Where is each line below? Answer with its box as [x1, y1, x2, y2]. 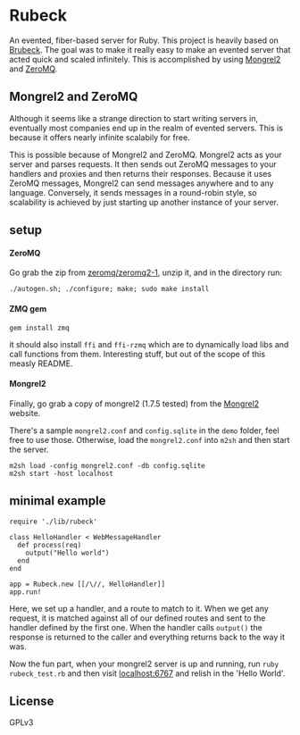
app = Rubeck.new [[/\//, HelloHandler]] [9, 580, 166, 589]
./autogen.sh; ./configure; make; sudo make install [9, 285, 210, 294]
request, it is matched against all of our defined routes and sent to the [9, 613, 266, 623]
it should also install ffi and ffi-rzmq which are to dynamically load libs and [9, 338, 289, 349]
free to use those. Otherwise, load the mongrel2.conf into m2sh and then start [9, 434, 290, 445]
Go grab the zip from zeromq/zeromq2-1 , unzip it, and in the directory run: [9, 267, 283, 278]
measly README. [9, 358, 73, 369]
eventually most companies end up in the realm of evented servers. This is [9, 122, 284, 133]
